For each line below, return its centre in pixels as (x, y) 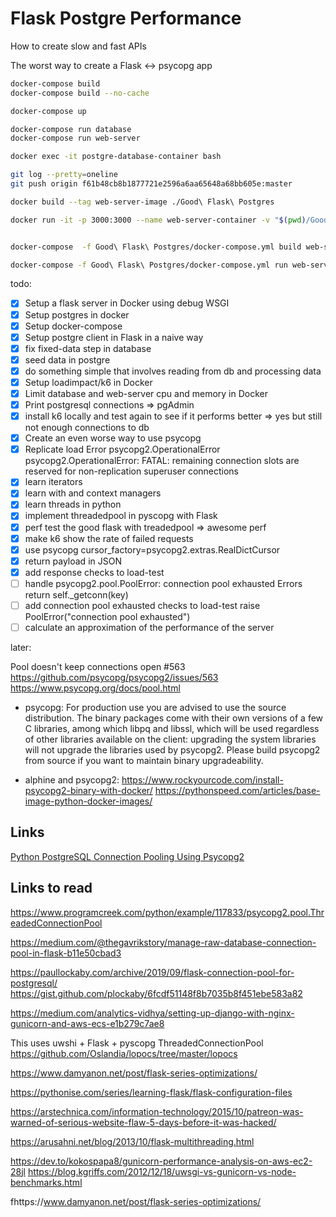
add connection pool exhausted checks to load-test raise (142, 605)
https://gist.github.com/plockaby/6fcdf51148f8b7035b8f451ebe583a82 (156, 993)
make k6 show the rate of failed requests (109, 538)
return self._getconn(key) (76, 594)
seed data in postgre (67, 359)
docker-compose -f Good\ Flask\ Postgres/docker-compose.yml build (156, 247)
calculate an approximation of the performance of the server (149, 627)
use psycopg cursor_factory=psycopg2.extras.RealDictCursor (152, 549)
